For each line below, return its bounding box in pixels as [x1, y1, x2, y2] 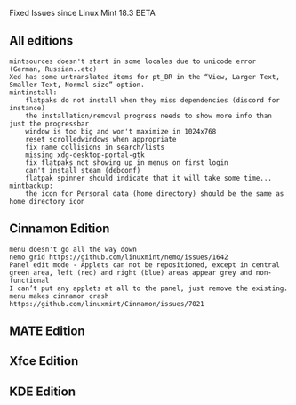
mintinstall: [9, 88, 58, 97]
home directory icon [9, 197, 86, 206]
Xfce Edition [9, 353, 79, 369]
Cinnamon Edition [9, 222, 110, 237]
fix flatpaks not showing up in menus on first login [25, 158, 228, 167]
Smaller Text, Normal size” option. [9, 80, 145, 89]
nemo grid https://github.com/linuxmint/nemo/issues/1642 [9, 253, 228, 262]
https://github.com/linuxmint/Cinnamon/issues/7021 [9, 299, 204, 308]
